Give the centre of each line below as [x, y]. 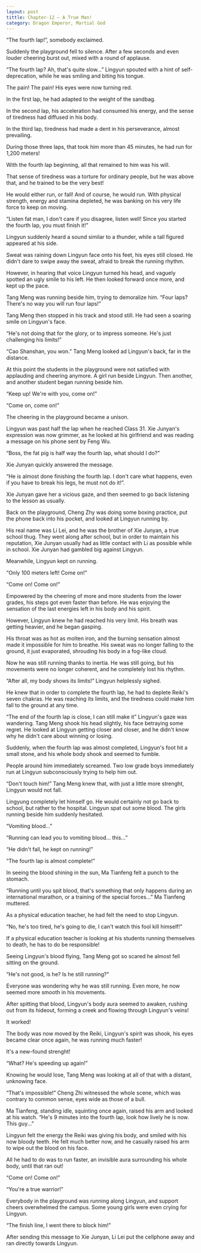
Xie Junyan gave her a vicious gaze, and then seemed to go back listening [98, 494]
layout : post [22, 12]
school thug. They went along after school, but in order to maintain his [93, 537]
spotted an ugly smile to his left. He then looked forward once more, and [95, 279]
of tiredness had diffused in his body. [52, 117]
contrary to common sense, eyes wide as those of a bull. [76, 1099]
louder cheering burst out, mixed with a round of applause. [79, 58]
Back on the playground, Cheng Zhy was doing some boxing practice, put [97, 512]
